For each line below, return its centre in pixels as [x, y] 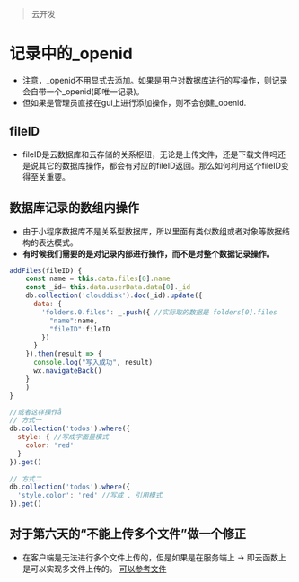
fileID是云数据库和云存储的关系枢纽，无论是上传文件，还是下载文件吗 [150, 154]
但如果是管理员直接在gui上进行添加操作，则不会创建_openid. [134, 102]
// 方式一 [26, 420]
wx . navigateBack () [67, 371]
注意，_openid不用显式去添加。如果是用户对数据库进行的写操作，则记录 [155, 80]
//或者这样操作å [35, 412]
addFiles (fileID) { [46, 270]
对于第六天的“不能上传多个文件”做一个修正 [128, 534]
